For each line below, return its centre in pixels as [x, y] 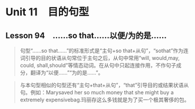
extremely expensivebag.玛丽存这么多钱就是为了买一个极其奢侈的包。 [105, 100]
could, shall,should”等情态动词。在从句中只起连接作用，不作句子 [98, 65]
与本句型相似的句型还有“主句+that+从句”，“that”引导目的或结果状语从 [104, 85]
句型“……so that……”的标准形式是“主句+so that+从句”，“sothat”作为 [102, 51]
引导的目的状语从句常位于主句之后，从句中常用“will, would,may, [103, 58]
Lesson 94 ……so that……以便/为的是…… [86, 35]
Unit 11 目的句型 [47, 12]
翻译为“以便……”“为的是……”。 [67, 73]
